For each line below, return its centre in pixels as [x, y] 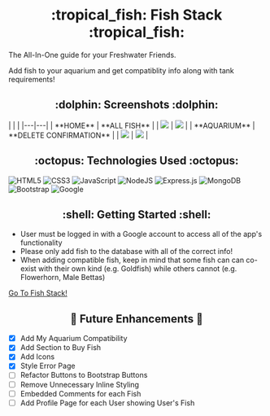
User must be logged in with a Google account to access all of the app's [141, 234]
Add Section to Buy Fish [61, 348]
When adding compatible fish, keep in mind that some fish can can [132, 260]
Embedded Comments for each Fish [81, 393]
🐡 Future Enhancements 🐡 [137, 319]
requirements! [32, 79]
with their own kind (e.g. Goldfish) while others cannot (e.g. [137, 269]
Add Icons [37, 357]
